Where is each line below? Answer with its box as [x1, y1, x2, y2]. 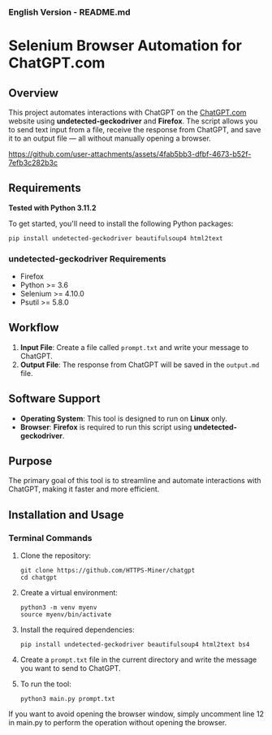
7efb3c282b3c [8, 158, 58, 167]
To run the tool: [19, 679, 71, 689]
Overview [8, 86, 59, 100]
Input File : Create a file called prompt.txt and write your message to [19, 342, 249, 352]
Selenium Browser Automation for [8, 37, 242, 55]
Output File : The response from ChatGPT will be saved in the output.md [19, 360, 260, 370]
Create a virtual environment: [19, 588, 118, 598]
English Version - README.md [8, 6, 131, 18]
